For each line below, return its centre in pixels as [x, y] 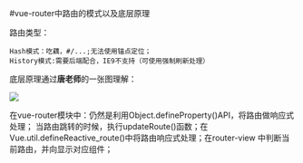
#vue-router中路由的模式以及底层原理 [80, 13]
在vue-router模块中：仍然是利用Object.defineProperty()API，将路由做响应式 [152, 115]
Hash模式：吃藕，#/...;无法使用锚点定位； [80, 52]
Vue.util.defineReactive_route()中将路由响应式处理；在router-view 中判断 [146, 138]
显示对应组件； [85, 149]
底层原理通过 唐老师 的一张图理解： [73, 79]
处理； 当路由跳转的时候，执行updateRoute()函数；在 [109, 126]
